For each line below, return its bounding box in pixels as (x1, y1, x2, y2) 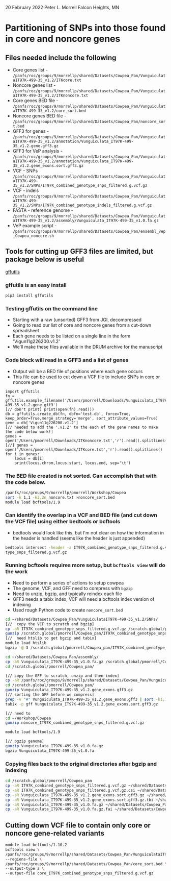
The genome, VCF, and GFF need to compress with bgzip (12, 585, 133, 591)
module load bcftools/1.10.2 (5, 842, 67, 848)
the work (5, 568, 28, 575)
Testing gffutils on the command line (5, 305, 98, 312)
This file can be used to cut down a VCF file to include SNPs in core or (12, 374, 160, 380)
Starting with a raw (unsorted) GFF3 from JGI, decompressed (12, 316, 141, 323)
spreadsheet (12, 328, 40, 334)
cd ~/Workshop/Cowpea (5, 716, 51, 721)
